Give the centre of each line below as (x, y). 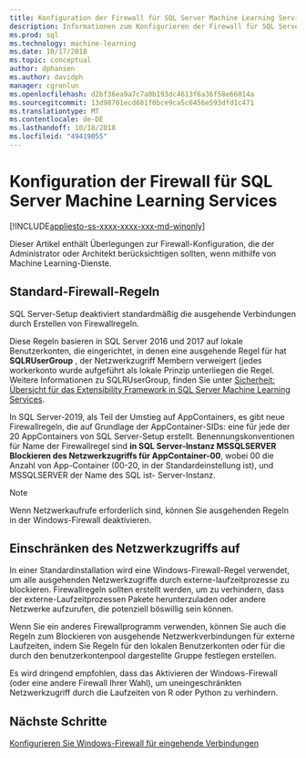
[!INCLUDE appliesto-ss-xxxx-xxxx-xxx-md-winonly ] (107, 226)
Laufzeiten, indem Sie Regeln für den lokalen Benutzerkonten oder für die (147, 646)
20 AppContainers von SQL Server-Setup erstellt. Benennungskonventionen (152, 436)
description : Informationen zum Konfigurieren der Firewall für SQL (142, 26)
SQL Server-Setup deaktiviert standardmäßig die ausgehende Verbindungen (153, 313)
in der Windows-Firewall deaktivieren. (81, 519)
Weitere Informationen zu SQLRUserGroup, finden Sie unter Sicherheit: (143, 380)
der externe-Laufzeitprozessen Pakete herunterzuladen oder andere (138, 599)
